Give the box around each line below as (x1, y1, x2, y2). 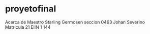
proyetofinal (5, 3, 57, 14)
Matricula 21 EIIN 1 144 (5, 24, 51, 30)
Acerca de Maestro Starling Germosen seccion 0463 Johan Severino (5, 19, 145, 25)
